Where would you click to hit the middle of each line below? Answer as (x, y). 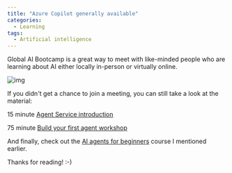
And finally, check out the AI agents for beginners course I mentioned (107, 141)
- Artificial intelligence (53, 40)
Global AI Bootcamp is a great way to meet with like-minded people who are (116, 59)
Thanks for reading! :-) (40, 162)
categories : (24, 20)
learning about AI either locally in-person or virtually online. (92, 67)
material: (20, 101)
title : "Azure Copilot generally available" (73, 14)
